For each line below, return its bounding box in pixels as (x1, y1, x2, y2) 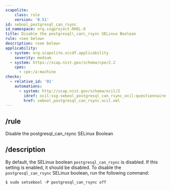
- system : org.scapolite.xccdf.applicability (10, 50, 109, 55)
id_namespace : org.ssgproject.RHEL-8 (5, 27, 86, 32)
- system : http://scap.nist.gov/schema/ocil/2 (18, 88, 120, 94)
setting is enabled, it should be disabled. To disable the (5, 164, 121, 171)
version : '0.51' (14, 17, 50, 22)
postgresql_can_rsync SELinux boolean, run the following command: (5, 170, 149, 176)
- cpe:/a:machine (18, 70, 56, 75)
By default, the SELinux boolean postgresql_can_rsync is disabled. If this (5, 159, 158, 165)
